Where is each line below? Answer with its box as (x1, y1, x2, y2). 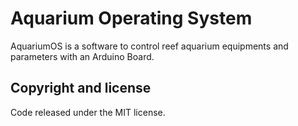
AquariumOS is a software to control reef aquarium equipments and (10, 40, 289, 52)
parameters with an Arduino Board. (10, 50, 155, 62)
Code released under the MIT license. (10, 106, 166, 118)
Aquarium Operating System (10, 7, 253, 30)
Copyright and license (10, 80, 152, 97)
